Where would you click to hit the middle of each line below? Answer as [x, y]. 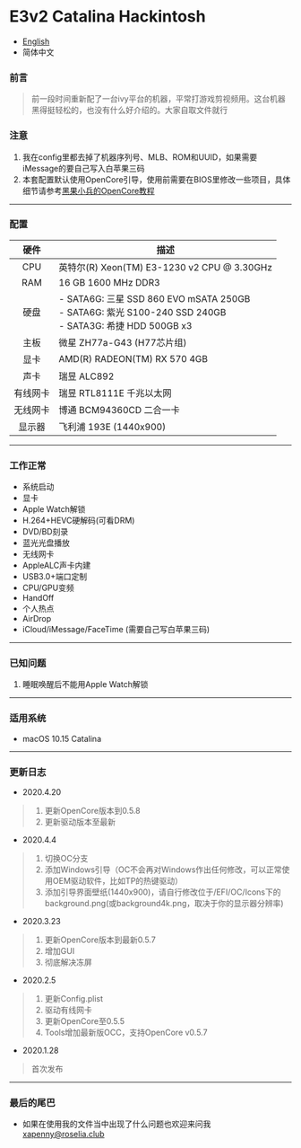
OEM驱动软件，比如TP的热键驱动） [118, 881]
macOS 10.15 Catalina [61, 738]
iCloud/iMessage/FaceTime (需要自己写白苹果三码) [116, 630]
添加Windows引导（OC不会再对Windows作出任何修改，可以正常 [163, 870]
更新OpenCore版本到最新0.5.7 [100, 940]
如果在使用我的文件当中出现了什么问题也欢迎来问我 [116, 1124]
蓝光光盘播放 [46, 543]
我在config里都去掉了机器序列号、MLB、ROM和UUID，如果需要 [140, 157]
